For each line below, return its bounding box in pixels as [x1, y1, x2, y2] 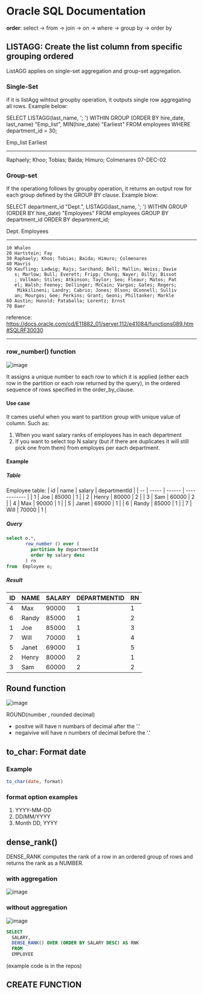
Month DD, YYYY [14, 819, 58, 827]
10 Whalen [6, 245, 31, 252]
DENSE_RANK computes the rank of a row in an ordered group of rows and [6, 853, 193, 860]
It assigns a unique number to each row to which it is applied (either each [6, 373, 189, 380]
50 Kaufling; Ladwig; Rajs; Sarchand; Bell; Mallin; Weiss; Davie [6, 266, 177, 273]
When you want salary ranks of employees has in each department [14, 431, 182, 438]
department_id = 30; [6, 127, 57, 134]
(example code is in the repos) [6, 963, 82, 970]
